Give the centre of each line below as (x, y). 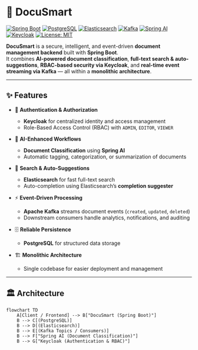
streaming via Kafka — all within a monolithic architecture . (79, 71)
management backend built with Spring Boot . (62, 52)
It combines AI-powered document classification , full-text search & (90, 59)
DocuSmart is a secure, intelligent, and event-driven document (83, 46)
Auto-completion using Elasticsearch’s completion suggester (98, 186)
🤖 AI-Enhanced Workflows (48, 139)
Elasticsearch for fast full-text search (69, 179)
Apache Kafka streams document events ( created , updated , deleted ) (107, 211)
